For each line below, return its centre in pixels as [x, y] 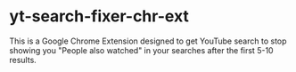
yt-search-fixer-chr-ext [99, 16]
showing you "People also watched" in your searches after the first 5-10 [141, 50]
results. [23, 60]
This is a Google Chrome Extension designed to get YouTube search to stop [148, 41]
